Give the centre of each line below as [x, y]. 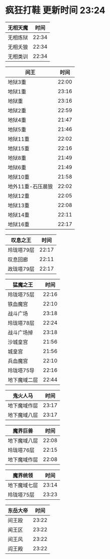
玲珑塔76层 [21, 450]
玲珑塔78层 [21, 323]
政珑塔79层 [21, 269]
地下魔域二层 [23, 380]
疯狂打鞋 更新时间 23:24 [55, 10]
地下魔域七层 [23, 485]
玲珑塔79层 [21, 250]
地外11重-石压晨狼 [30, 186]
